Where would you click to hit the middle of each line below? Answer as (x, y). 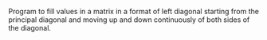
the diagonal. (30, 28)
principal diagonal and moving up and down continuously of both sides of (129, 20)
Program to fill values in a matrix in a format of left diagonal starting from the (133, 11)
